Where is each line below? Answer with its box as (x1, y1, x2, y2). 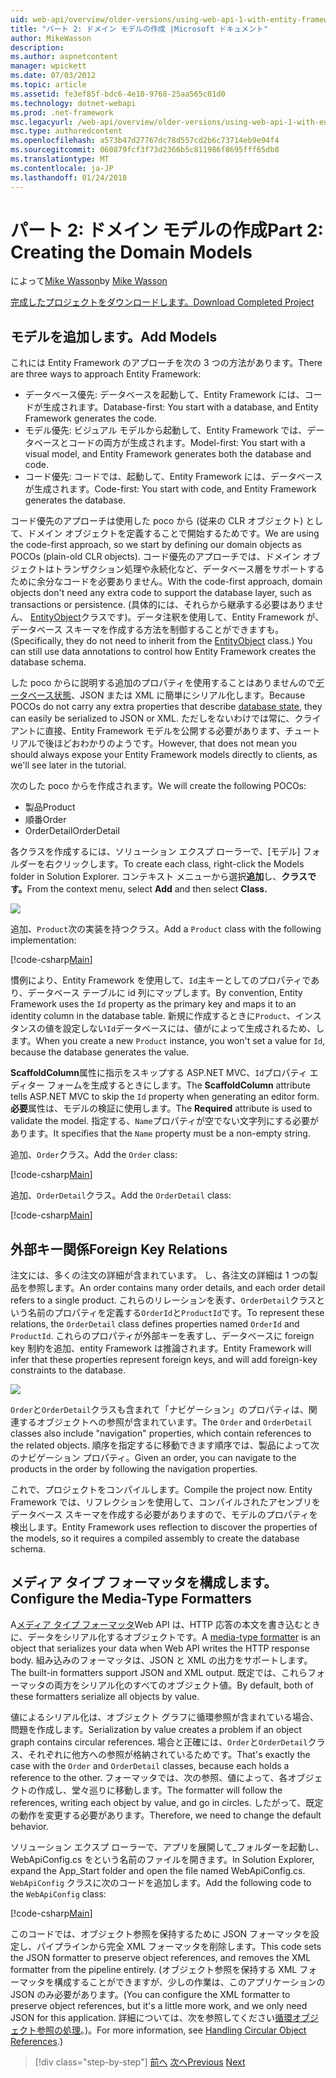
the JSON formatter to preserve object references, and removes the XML (10, 1951, 312, 1963)
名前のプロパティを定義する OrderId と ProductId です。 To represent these (27, 1307, 325, 1319)
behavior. (10, 1820, 49, 1832)
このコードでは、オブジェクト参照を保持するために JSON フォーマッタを (10, 1927, 312, 1940)
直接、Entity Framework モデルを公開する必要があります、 (44, 725, 286, 737)
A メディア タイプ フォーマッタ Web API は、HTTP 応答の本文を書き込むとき (10, 1618, 321, 1630)
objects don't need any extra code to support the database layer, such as (10, 587, 312, 599)
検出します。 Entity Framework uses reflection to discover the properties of (10, 1521, 318, 1533)
